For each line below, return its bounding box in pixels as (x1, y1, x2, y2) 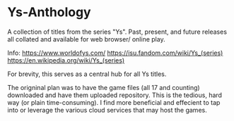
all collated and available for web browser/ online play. (7, 34, 165, 43)
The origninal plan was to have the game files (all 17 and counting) (7, 83, 200, 91)
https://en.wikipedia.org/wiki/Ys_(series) (7, 56, 125, 64)
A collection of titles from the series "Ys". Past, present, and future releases (7, 27, 228, 36)
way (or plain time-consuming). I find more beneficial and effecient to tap (7, 98, 221, 106)
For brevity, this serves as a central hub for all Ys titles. (7, 70, 167, 78)
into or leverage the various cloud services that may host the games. (7, 106, 207, 114)
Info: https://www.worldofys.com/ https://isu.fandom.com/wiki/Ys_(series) (7, 49, 223, 57)
